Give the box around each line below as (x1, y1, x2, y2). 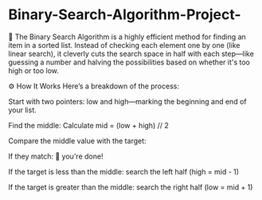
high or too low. (8, 65, 60, 75)
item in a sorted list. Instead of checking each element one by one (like (8, 40, 240, 49)
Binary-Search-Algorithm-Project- (8, 6, 241, 24)
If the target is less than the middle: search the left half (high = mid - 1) (8, 167, 240, 176)
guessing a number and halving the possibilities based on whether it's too (8, 57, 251, 67)
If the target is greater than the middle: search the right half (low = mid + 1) (8, 182, 253, 192)
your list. (8, 105, 37, 115)
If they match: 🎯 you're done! (8, 151, 104, 161)
